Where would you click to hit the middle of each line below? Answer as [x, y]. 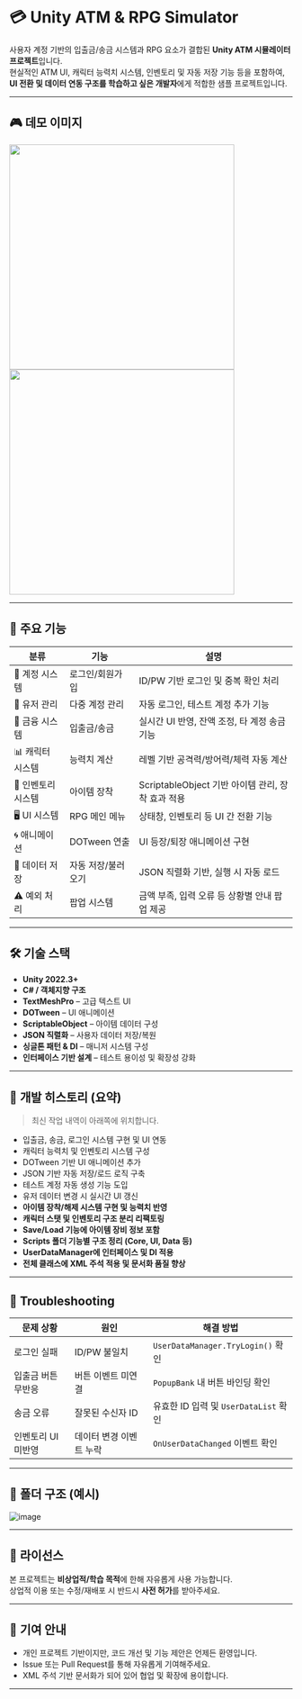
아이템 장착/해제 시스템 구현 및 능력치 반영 [95, 1207]
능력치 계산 [91, 760]
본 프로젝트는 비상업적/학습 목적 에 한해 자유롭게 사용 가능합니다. [121, 1579]
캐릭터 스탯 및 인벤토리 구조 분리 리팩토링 [93, 1219]
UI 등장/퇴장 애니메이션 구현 [194, 841]
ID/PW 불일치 [101, 1352]
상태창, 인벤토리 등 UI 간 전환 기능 [206, 817]
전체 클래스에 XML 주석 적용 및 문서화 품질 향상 [104, 1264]
